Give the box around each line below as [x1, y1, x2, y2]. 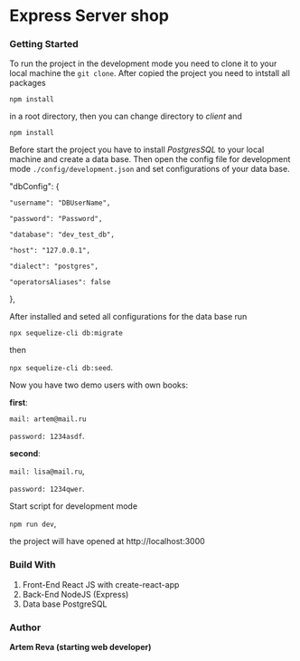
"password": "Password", [9, 215, 103, 224]
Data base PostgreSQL [22, 599, 108, 609]
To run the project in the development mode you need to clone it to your [9, 58, 277, 69]
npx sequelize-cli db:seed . [9, 362, 114, 373]
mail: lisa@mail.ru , [9, 465, 85, 476]
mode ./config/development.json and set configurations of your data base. [9, 164, 291, 175]
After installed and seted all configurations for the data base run [9, 311, 248, 322]
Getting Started [9, 38, 79, 51]
